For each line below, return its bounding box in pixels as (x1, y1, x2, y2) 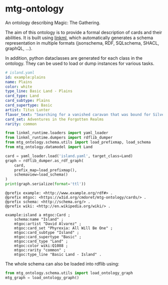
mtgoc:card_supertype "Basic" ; (14, 234, 81, 240)
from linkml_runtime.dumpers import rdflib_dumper (5, 135, 113, 140)
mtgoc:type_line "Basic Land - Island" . (14, 252, 101, 257)
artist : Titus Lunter (5, 107, 50, 112)
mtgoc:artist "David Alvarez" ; (14, 221, 81, 226)
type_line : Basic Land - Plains (5, 89, 72, 94)
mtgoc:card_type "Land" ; (14, 239, 68, 244)
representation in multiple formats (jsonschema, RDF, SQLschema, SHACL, (5, 40, 159, 46)
